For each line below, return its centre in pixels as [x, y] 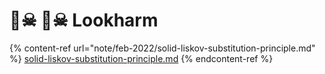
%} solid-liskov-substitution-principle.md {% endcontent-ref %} [141, 58]
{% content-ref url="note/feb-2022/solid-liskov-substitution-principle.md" [162, 48]
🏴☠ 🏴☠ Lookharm [84, 20]
